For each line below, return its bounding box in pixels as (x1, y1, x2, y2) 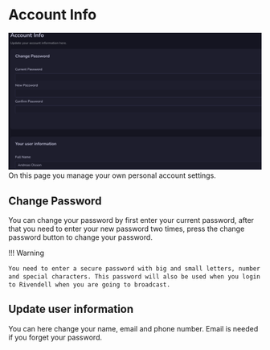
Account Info (8, 6, 97, 24)
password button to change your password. (8, 232, 153, 242)
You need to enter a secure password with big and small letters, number (8, 264, 261, 273)
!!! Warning (8, 248, 44, 257)
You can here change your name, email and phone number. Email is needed (8, 323, 259, 333)
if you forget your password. (8, 332, 103, 342)
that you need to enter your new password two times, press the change (8, 224, 245, 233)
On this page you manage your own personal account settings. (8, 171, 217, 180)
